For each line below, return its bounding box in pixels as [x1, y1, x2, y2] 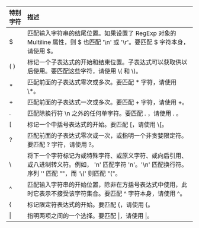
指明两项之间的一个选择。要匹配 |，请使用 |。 [27, 212, 153, 220]
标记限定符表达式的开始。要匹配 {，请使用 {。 [27, 201, 154, 208]
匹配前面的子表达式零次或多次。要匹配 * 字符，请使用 [27, 78, 177, 86]
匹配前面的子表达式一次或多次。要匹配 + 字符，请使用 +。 [27, 98, 188, 106]
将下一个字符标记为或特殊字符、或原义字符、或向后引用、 [27, 151, 188, 160]
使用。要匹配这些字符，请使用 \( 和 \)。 [33, 67, 142, 75]
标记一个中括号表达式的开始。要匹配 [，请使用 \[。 [27, 121, 168, 128]
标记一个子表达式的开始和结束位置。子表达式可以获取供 [27, 58, 182, 66]
